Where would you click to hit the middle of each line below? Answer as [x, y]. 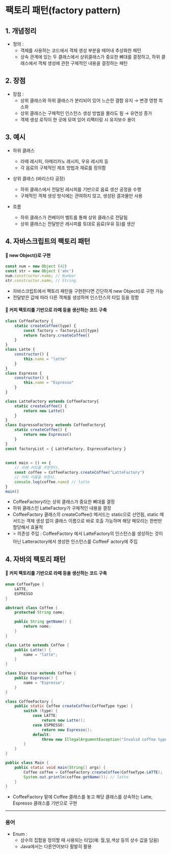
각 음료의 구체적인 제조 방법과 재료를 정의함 [63, 167]
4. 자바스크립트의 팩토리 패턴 [48, 241]
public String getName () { [43, 622]
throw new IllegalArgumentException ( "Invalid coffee [99, 739]
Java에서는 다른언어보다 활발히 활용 [56, 846]
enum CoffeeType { [25, 584]
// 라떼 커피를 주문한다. [37, 468]
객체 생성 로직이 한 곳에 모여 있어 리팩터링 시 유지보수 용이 [78, 119]
